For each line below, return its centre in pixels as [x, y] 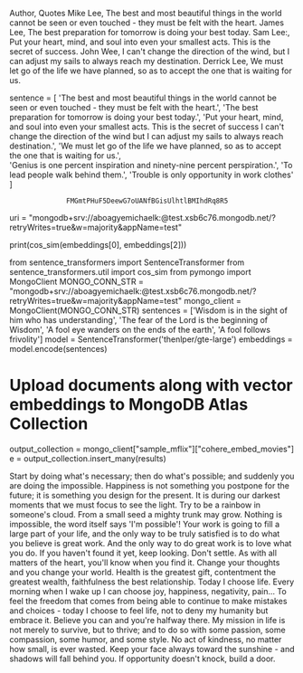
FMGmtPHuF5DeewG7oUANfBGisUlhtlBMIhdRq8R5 [147, 201]
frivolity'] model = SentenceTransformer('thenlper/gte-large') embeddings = [151, 339]
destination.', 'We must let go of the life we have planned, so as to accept [146, 146]
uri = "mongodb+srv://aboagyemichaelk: [85, 218]
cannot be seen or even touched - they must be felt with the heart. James [147, 23]
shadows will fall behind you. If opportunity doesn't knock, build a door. [142, 659]
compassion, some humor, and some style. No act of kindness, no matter [146, 639]
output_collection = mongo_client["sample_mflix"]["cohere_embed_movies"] [152, 449]
